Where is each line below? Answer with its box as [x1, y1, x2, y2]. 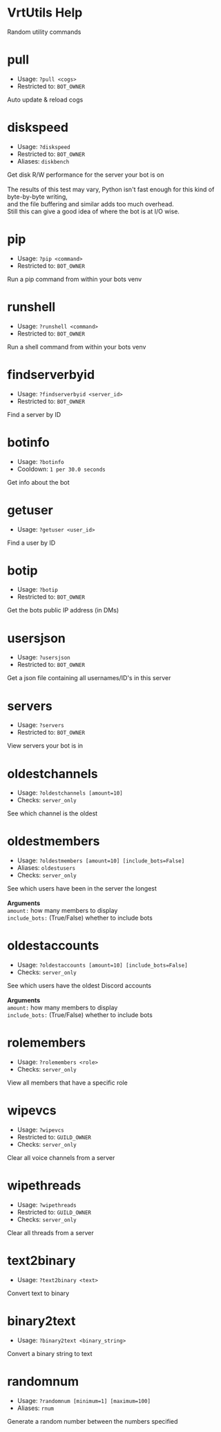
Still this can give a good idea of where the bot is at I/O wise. [7, 207, 180, 215]
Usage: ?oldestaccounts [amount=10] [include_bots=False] [17, 961, 188, 969]
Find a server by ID [7, 410, 61, 418]
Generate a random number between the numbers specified [7, 1417, 178, 1425]
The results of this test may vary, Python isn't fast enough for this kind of [7, 185, 215, 193]
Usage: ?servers [17, 721, 64, 729]
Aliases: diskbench [17, 157, 70, 165]
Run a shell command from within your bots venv [7, 342, 146, 351]
